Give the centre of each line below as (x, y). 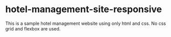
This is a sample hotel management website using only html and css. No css (86, 23)
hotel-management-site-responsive (84, 9)
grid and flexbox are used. (33, 28)
